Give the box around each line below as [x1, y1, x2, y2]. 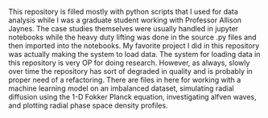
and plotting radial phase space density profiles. [8, 100, 168, 110]
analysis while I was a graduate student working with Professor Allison [8, 15, 242, 25]
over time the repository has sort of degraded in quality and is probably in [8, 67, 254, 75]
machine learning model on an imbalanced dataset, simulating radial [8, 83, 235, 93]
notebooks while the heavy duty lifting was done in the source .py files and [8, 32, 257, 42]
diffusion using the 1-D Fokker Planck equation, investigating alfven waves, [8, 92, 258, 101]
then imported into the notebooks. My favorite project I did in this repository [8, 41, 260, 51]
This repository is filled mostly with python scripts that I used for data [8, 7, 239, 16]
